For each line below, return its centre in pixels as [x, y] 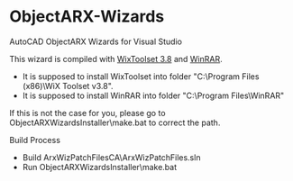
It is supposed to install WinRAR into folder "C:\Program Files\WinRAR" [153, 95]
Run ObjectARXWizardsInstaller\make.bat [100, 167]
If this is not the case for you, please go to [87, 113]
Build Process [35, 140]
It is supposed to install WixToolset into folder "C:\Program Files [141, 76]
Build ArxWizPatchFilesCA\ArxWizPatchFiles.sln [111, 157]
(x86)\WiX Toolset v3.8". [68, 86]
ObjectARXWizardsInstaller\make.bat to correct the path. [115, 122]
